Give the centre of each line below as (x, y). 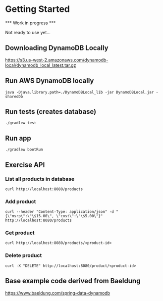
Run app (18, 138)
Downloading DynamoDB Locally (57, 48)
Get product (20, 233)
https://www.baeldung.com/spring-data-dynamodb (58, 293)
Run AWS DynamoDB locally (50, 81)
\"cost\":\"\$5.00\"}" (80, 216)
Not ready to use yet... (28, 32)
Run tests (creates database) (51, 112)
